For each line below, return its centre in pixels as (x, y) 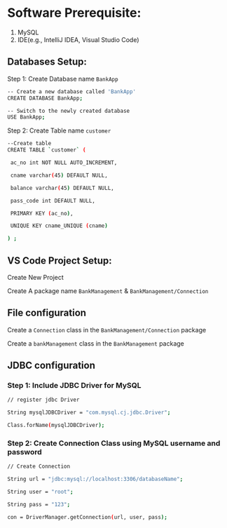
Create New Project (36, 277)
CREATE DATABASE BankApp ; (45, 98)
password (25, 452)
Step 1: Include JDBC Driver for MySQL (74, 386)
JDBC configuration (51, 366)
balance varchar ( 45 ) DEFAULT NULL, (62, 188)
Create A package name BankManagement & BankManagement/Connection (108, 291)
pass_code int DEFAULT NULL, (53, 201)
